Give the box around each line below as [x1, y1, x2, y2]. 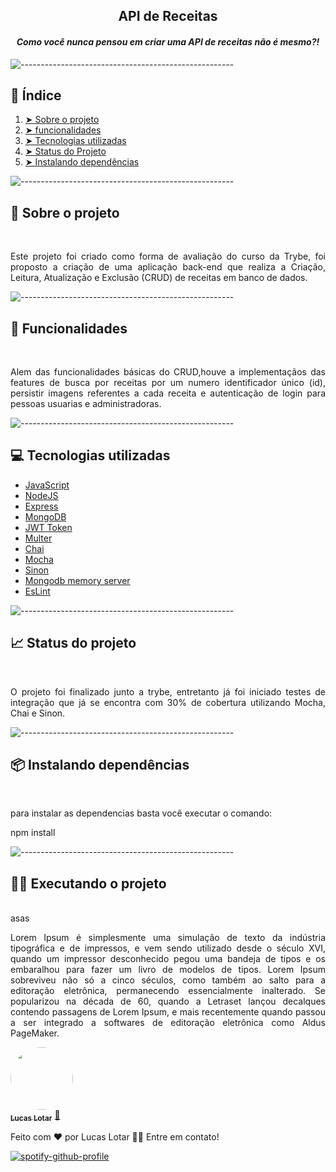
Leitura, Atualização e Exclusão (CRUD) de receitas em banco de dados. [10, 272, 308, 284]
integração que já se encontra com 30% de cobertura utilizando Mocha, [10, 696, 326, 708]
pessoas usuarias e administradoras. [10, 398, 162, 410]
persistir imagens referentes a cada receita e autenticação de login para [10, 387, 326, 399]
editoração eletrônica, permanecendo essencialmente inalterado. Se [10, 985, 326, 997]
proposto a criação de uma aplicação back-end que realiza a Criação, [10, 261, 326, 273]
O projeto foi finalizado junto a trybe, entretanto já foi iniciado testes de [10, 685, 326, 698]
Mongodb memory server [24, 574, 131, 586]
